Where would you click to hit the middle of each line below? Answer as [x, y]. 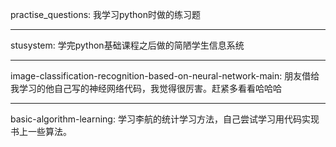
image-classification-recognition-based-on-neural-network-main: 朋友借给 [165, 76]
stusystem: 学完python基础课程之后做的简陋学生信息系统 [127, 45]
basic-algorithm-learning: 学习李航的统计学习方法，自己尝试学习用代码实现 [165, 119]
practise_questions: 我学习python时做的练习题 [105, 14]
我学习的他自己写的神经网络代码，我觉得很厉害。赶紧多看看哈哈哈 [146, 88]
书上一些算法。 [41, 131]
